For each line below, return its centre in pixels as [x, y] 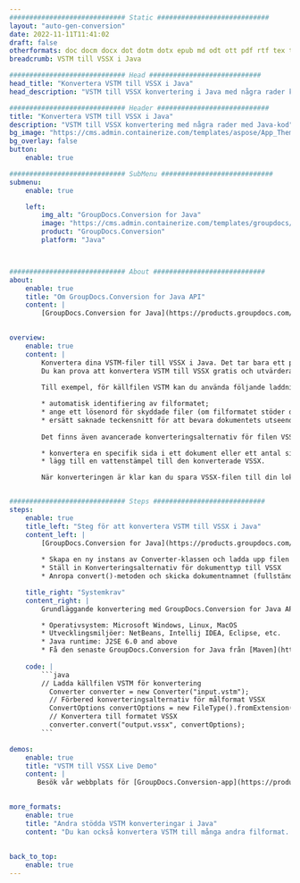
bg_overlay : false [43, 141]
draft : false [33, 42]
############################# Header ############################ [139, 108]
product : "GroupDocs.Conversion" [104, 232]
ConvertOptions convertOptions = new [119, 708]
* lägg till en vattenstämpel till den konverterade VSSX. [154, 461]
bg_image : [28, 133]
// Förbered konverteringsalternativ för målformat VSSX [157, 700]
